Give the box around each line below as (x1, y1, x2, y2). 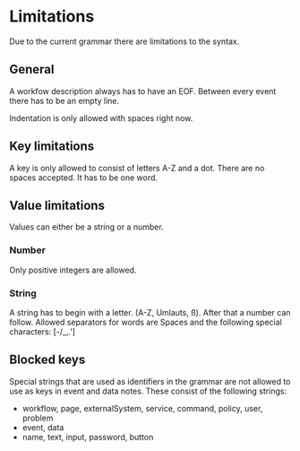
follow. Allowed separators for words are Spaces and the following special (9, 317, 282, 327)
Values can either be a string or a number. (9, 221, 164, 232)
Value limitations (9, 197, 106, 212)
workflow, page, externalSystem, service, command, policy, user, (21, 403, 263, 413)
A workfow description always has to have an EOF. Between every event (9, 85, 277, 96)
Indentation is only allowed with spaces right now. (9, 112, 193, 123)
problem (21, 412, 54, 423)
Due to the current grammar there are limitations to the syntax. (9, 36, 240, 47)
